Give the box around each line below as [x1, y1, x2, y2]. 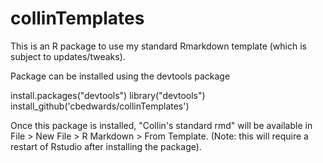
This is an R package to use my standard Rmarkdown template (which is [10, 40, 307, 52]
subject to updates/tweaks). [10, 50, 126, 62]
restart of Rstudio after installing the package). [10, 140, 202, 152]
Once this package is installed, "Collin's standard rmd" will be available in [10, 119, 313, 131]
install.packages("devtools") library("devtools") [10, 89, 206, 101]
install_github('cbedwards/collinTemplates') [10, 100, 190, 112]
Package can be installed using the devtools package [10, 70, 231, 82]
